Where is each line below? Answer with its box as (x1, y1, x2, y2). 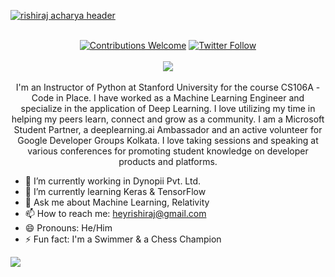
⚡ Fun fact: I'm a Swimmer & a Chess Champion (24, 233, 222, 245)
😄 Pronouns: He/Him (24, 222, 113, 234)
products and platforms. (118, 156, 218, 167)
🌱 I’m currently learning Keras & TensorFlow (24, 186, 207, 197)
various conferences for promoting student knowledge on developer (27, 145, 309, 157)
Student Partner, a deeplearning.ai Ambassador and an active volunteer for (13, 124, 323, 135)
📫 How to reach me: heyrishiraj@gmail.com (24, 208, 207, 219)
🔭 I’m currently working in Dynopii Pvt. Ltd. (24, 175, 202, 187)
